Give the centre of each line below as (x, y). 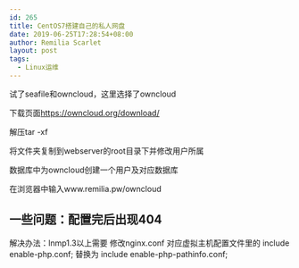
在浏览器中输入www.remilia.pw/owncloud (86, 188)
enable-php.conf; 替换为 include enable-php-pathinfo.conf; (119, 254)
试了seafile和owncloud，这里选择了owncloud (93, 94)
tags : (19, 59)
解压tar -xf (29, 131)
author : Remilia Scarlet (55, 42)
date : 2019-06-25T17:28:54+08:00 (71, 34)
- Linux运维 (38, 68)
